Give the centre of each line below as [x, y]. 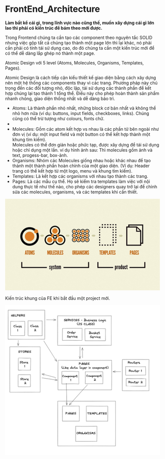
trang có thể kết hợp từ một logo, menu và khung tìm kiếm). [72, 171]
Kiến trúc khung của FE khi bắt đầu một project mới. [58, 298]
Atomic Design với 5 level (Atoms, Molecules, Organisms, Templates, [74, 63]
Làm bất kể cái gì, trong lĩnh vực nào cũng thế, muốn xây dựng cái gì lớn [80, 23]
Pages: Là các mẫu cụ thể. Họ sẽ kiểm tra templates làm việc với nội [81, 181]
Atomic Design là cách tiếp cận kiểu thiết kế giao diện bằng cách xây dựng [81, 77]
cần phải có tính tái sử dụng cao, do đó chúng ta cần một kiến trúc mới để [80, 48]
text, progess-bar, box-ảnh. [40, 155]
